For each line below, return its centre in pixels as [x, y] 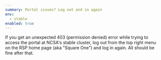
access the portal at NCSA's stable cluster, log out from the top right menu [80, 43]
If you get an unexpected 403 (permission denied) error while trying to [77, 37]
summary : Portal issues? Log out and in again [54, 10]
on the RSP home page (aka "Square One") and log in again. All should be [80, 48]
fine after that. [19, 53]
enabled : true [20, 23]
